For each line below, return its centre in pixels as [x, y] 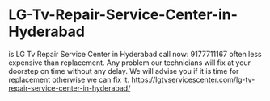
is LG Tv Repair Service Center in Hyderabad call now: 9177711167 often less [135, 54]
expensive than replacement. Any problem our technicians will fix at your [130, 63]
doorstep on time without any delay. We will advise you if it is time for [124, 71]
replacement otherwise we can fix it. [69, 79]
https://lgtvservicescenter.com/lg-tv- [193, 79]
